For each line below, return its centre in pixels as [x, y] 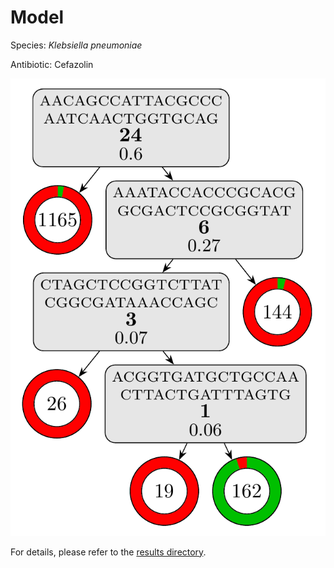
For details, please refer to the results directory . [108, 552]
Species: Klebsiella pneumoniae [76, 45]
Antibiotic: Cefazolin [52, 64]
